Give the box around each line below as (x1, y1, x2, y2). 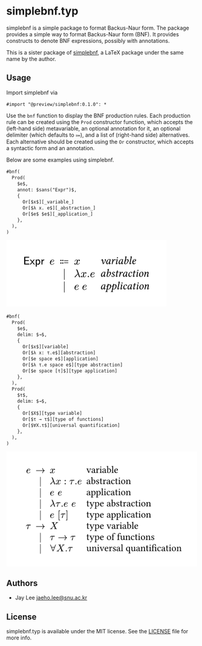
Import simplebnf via (6, 89, 58, 96)
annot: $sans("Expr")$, (17, 186, 77, 193)
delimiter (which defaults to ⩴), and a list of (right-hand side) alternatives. (6, 131, 191, 139)
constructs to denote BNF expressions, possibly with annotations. (6, 37, 171, 44)
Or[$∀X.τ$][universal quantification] (22, 422, 120, 428)
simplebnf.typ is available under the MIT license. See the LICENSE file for (6, 628, 189, 635)
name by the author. (6, 55, 56, 62)
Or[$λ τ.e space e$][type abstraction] (22, 362, 123, 368)
